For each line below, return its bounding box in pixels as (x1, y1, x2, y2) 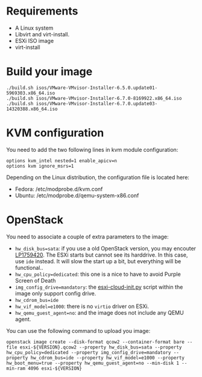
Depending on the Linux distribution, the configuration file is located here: (6, 174, 190, 181)
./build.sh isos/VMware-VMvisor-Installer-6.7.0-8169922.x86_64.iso (6, 95, 182, 101)
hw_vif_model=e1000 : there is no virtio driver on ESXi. (14, 303, 150, 310)
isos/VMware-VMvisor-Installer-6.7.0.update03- (36, 100, 158, 107)
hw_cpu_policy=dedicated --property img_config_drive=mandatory (6, 349, 171, 355)
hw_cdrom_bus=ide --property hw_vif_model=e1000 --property (30, 355, 185, 361)
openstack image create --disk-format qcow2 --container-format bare (6, 339, 185, 345)
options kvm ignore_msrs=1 (6, 163, 74, 169)
